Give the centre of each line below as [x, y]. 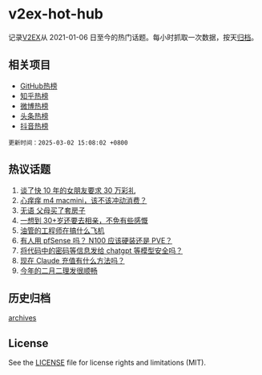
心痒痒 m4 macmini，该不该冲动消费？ [83, 200]
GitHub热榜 [38, 86]
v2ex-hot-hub [56, 14]
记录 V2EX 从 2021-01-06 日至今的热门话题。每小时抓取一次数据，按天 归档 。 [133, 37]
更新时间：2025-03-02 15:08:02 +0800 [68, 143]
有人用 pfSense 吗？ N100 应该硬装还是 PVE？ [96, 240]
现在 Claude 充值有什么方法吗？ [73, 260]
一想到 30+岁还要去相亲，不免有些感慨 [84, 220]
